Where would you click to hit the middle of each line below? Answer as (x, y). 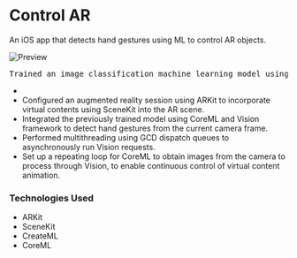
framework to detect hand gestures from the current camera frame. (145, 128)
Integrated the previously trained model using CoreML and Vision (141, 118)
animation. (41, 175)
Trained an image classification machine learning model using (149, 73)
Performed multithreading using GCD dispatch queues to (126, 137)
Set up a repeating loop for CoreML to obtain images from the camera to (153, 156)
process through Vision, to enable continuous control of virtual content (151, 165)
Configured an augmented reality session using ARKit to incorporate (146, 100)
